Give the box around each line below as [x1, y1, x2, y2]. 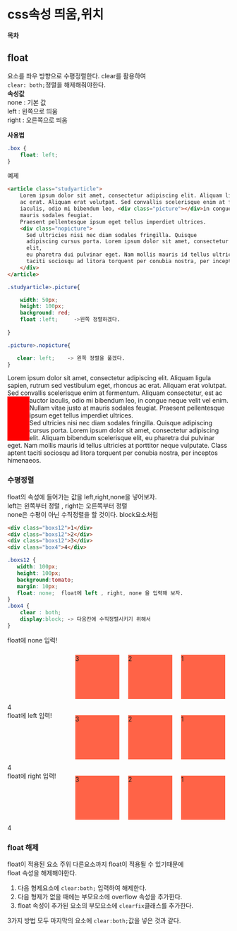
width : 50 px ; [20, 296, 59, 303]
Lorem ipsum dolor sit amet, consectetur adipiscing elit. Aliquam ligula [7, 374, 212, 382]
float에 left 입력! [7, 711, 52, 719]
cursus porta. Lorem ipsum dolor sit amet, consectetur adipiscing [29, 426, 219, 434]
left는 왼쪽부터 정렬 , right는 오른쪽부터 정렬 [7, 501, 128, 510]
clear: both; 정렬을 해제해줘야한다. [7, 80, 106, 89]
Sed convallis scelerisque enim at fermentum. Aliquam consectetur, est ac [7, 389, 223, 397]
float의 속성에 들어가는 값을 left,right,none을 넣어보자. [7, 492, 157, 501]
